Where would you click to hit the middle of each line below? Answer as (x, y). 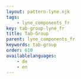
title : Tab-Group (27, 34)
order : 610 (20, 50)
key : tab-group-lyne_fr (35, 28)
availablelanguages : (32, 56)
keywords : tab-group (32, 45)
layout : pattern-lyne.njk (38, 12)
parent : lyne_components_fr (41, 39)
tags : (13, 17)
